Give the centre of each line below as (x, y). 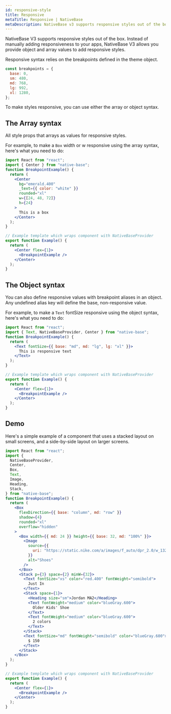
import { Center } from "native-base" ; (48, 165)
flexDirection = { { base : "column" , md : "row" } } (70, 513)
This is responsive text (45, 351)
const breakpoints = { (29, 69)
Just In (36, 584)
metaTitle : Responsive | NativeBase (44, 19)
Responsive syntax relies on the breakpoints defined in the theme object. (82, 60)
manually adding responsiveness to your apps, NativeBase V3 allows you (82, 44)
